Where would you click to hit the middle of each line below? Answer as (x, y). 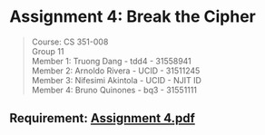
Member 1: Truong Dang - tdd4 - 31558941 (112, 61)
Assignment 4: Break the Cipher (132, 17)
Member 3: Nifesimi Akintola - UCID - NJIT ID (117, 80)
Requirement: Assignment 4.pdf (102, 118)
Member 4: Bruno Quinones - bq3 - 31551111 (114, 90)
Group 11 (48, 51)
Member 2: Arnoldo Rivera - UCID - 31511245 (116, 71)
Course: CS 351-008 (70, 42)
